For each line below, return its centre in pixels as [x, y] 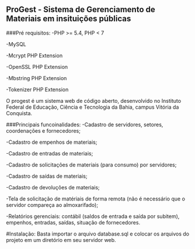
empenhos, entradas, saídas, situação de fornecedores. [73, 222]
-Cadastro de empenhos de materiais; [52, 142]
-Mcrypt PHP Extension [34, 56]
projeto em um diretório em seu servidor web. [61, 240]
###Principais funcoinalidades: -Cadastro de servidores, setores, [85, 124]
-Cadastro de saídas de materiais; [47, 176]
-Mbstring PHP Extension [36, 78]
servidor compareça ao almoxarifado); [52, 205]
